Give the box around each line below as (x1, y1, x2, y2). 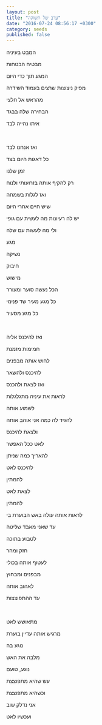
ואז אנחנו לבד (6, 143, 38, 151)
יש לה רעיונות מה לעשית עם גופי (6, 215, 80, 222)
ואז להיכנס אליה (6, 333, 42, 340)
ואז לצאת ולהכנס (6, 381, 44, 388)
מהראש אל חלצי (6, 96, 44, 103)
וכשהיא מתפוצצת (6, 689, 46, 697)
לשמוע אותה (6, 405, 35, 412)
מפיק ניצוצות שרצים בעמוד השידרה (6, 84, 86, 92)
